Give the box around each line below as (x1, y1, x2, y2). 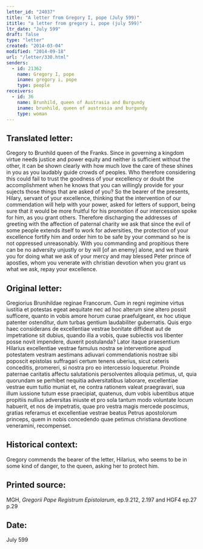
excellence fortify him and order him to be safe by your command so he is (6, 233, 191, 241)
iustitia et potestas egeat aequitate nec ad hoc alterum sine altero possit (6, 306, 187, 313)
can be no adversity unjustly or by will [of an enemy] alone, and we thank (6, 246, 189, 254)
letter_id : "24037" (6, 9, 56, 15)
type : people (17, 83, 50, 89)
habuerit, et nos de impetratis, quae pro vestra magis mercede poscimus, (6, 402, 190, 410)
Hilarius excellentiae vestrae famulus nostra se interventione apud (6, 345, 171, 351)
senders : (6, 60, 28, 66)
